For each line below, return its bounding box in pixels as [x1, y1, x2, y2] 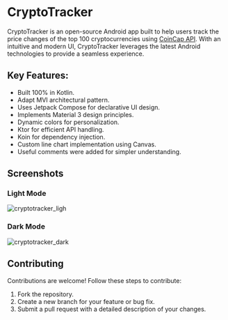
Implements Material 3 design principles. [17, 110, 134, 119]
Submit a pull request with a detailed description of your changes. [17, 305, 206, 313]
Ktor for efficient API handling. [17, 125, 104, 133]
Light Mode [7, 189, 47, 199]
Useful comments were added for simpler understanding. [17, 147, 182, 155]
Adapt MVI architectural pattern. [17, 96, 110, 104]
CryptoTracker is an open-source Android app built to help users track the [7, 27, 219, 36]
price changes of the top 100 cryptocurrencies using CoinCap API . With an [7, 34, 221, 43]
